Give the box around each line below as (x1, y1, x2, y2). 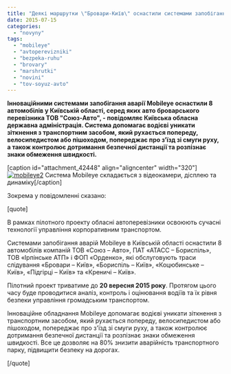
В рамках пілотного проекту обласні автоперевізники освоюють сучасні (7, 218, 221, 227)
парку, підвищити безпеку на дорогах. (7, 346, 120, 354)
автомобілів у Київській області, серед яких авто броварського (7, 107, 200, 115)
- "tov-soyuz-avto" (13, 80, 69, 87)
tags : (7, 36, 23, 43)
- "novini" (13, 74, 45, 81)
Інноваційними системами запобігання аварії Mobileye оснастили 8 (7, 99, 213, 107)
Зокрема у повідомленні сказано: (7, 192, 107, 200)
